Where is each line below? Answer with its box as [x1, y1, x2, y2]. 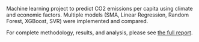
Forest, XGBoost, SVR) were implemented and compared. [6, 18, 148, 24]
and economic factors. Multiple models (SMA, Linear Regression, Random [6, 11, 189, 18]
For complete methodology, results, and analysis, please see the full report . [6, 29, 193, 36]
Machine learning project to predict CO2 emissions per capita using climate [6, 5, 194, 12]
